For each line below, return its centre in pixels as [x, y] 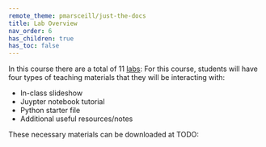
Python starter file [50, 111]
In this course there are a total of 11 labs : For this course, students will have [133, 69]
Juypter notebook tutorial [62, 102]
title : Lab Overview [43, 23]
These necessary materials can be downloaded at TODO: [104, 135]
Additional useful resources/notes [76, 119]
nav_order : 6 [30, 31]
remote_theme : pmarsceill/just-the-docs [78, 16]
